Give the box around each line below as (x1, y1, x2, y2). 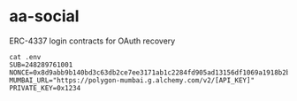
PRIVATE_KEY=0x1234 (9, 83, 81, 92)
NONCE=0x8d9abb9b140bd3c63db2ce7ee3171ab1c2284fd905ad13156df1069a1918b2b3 (9, 68, 294, 77)
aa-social (9, 6, 80, 27)
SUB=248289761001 (9, 60, 73, 69)
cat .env (9, 52, 42, 61)
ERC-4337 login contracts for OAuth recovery (9, 35, 176, 46)
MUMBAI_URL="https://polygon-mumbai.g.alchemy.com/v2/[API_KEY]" (9, 75, 255, 85)
